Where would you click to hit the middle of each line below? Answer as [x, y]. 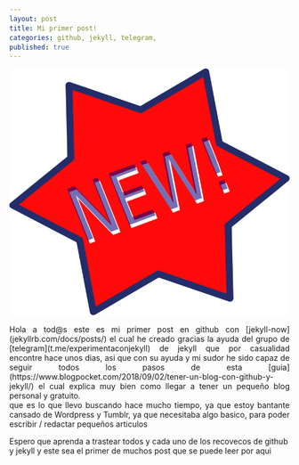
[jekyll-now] [268, 330]
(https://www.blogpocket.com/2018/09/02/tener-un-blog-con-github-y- [141, 377]
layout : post [33, 19]
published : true [39, 47]
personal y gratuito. [45, 396]
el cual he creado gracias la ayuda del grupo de [200, 339]
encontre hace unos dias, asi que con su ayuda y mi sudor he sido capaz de [149, 358]
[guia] [279, 367]
